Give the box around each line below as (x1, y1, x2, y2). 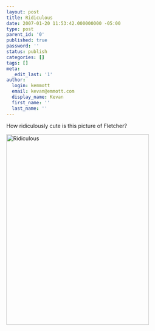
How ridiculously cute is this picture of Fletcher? (6, 122, 128, 129)
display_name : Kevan (12, 94, 64, 100)
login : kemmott (12, 83, 50, 89)
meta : (6, 65, 20, 72)
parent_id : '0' (6, 32, 45, 38)
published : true (6, 37, 47, 43)
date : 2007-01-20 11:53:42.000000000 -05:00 (6, 20, 121, 26)
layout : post (6, 9, 40, 15)
